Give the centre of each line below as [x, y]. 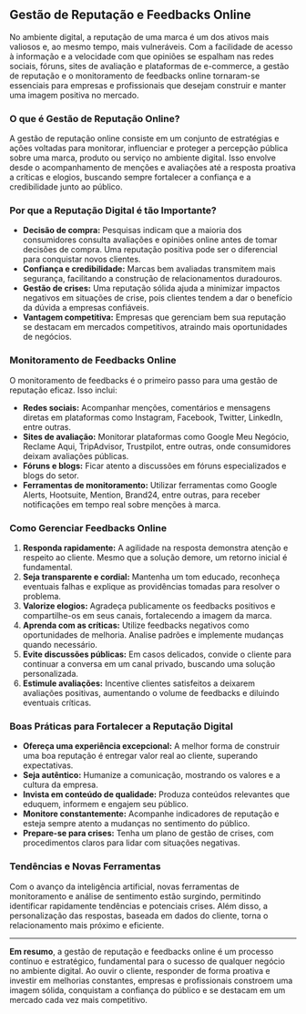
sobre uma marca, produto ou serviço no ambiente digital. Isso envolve [143, 158]
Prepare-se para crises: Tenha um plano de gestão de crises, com [148, 834]
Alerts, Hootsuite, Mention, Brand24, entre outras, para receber [142, 495]
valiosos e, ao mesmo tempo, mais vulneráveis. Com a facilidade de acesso [151, 46]
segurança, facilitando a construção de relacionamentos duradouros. [152, 279]
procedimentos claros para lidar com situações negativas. [131, 843]
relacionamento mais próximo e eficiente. [87, 925]
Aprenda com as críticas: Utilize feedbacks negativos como [136, 625]
